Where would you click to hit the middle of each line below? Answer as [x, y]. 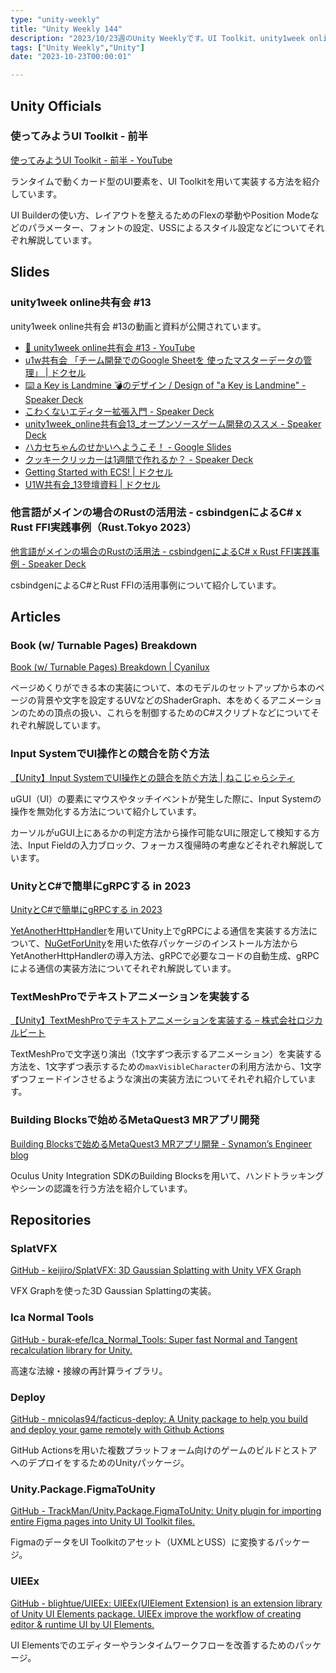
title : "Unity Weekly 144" [66, 29]
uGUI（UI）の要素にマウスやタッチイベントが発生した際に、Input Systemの [166, 798]
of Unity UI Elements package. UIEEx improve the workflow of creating [156, 1613]
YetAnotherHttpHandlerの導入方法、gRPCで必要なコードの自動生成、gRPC [165, 956]
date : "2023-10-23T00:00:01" [71, 57]
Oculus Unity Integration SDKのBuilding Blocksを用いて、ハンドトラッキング [167, 1175]
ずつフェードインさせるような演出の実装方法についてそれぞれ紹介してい [159, 1079]
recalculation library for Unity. [71, 1350]
